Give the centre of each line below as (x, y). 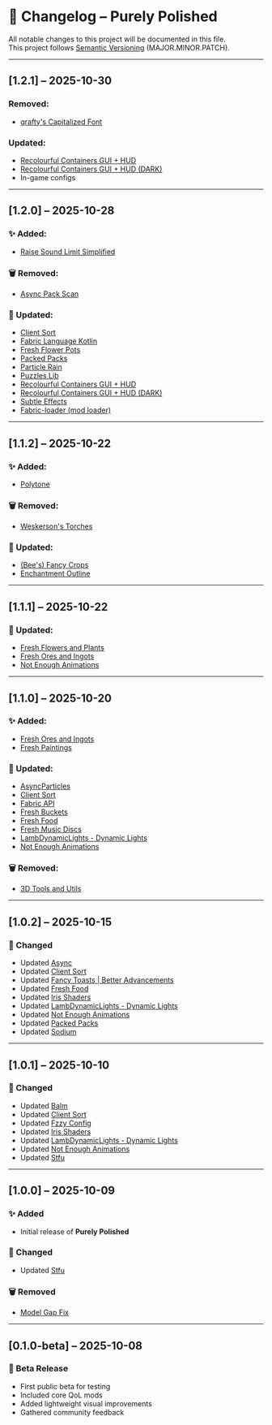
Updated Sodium (48, 1032)
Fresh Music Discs (51, 829)
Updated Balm (44, 1105)
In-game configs (48, 177)
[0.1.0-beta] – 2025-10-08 (76, 1346)
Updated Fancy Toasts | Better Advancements (97, 980)
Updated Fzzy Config (55, 1123)
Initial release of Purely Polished (74, 1231)
